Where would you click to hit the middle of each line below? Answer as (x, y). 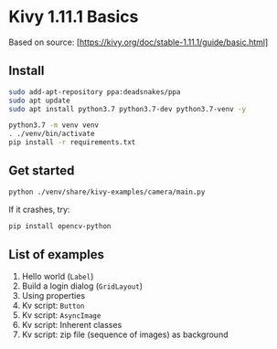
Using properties (53, 296)
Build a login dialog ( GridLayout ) (82, 286)
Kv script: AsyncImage (61, 315)
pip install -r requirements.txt (72, 143)
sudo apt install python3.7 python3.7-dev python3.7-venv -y (128, 109)
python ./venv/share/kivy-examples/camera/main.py (107, 192)
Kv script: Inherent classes (72, 325)
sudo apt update (39, 100)
